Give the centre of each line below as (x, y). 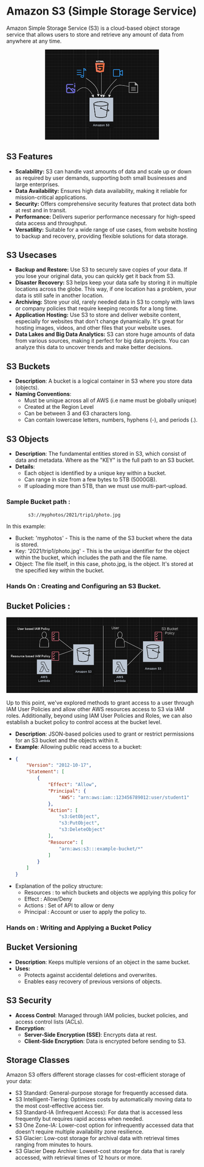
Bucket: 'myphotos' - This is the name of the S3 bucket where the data (104, 538)
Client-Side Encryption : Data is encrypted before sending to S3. (105, 1041)
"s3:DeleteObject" (82, 830)
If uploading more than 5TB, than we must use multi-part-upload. (106, 486)
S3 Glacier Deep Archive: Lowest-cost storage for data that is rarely (100, 1151)
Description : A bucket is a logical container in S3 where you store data (104, 381)
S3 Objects (28, 439)
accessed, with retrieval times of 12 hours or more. (78, 1158)
